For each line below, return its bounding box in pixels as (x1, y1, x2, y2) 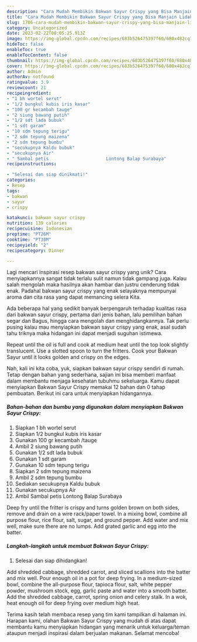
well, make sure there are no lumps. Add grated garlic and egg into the (6, 523, 177, 530)
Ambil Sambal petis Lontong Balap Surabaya (15, 493, 122, 500)
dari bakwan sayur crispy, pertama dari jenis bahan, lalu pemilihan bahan (6, 311, 182, 318)
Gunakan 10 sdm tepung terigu (15, 462, 89, 469)
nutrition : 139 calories (6, 220, 67, 226)
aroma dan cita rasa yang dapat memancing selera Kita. (6, 293, 141, 300)
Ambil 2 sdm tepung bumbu (15, 474, 82, 481)
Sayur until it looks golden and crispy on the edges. (6, 354, 130, 361)
